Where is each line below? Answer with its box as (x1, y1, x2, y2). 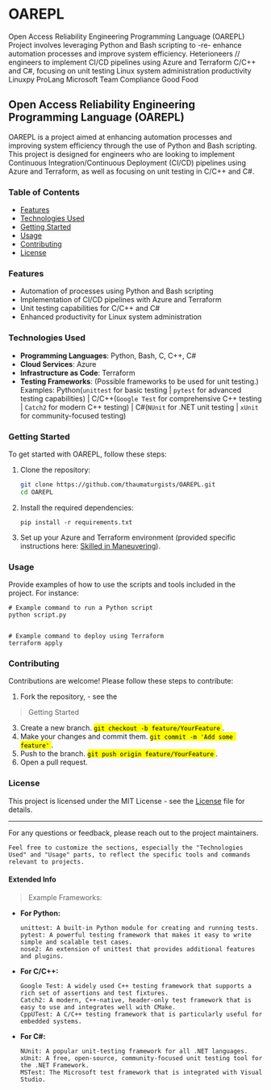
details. (8, 805, 33, 814)
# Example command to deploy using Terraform (8, 632, 164, 640)
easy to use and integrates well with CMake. (19, 1003, 176, 1011)
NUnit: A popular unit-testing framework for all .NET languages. (19, 1047, 248, 1055)
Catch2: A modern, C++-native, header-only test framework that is (19, 995, 252, 1004)
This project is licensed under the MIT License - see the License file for (8, 796, 245, 806)
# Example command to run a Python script (8, 604, 153, 612)
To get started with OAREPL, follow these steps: (8, 449, 167, 459)
